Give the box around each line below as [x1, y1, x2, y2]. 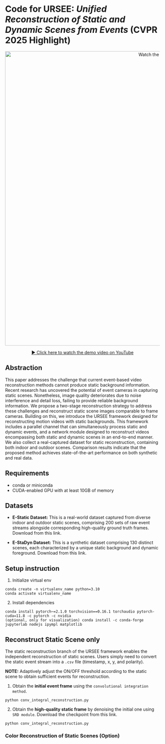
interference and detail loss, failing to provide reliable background [5, 397, 138, 403]
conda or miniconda [12, 482, 53, 488]
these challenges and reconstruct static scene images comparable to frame [5, 408, 158, 414]
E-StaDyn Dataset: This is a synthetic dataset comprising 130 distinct [12, 539, 154, 545]
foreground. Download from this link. [12, 550, 87, 556]
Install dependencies [12, 600, 55, 606]
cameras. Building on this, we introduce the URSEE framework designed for [5, 413, 158, 419]
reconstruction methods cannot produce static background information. [5, 382, 150, 388]
